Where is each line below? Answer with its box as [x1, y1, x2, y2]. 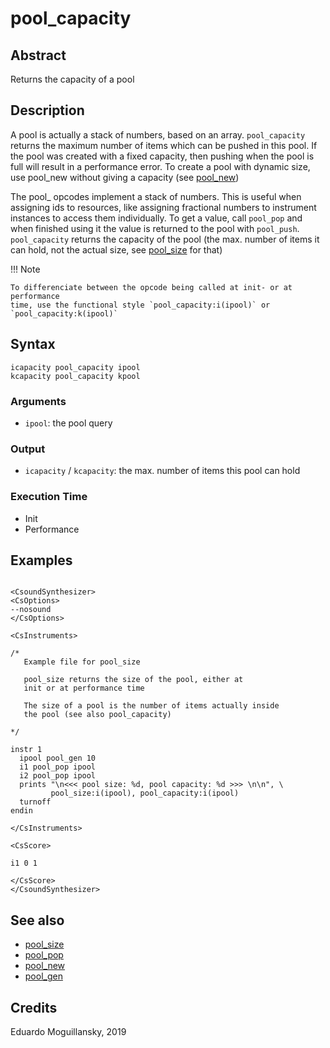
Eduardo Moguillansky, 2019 [10, 1025, 127, 1037]
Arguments [10, 394, 67, 408]
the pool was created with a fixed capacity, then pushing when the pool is [10, 150, 315, 162]
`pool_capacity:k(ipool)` [10, 308, 118, 319]
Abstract [10, 47, 67, 64]
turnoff [19, 797, 52, 807]
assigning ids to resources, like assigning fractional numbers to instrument [10, 201, 317, 213]
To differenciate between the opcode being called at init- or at [10, 282, 293, 292]
